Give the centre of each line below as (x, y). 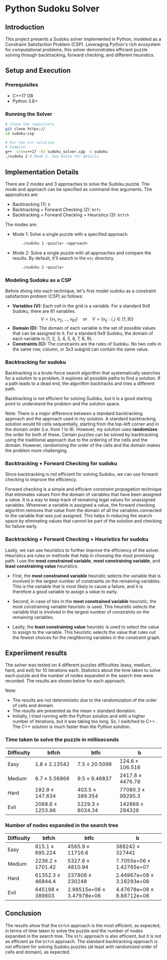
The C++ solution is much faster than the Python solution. (71, 727)
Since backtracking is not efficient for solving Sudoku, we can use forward (82, 474)
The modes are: (21, 224)
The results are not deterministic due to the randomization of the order (84, 700)
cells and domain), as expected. (38, 952)
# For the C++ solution (30, 143)
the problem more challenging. (37, 451)
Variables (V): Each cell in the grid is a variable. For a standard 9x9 (81, 306)
